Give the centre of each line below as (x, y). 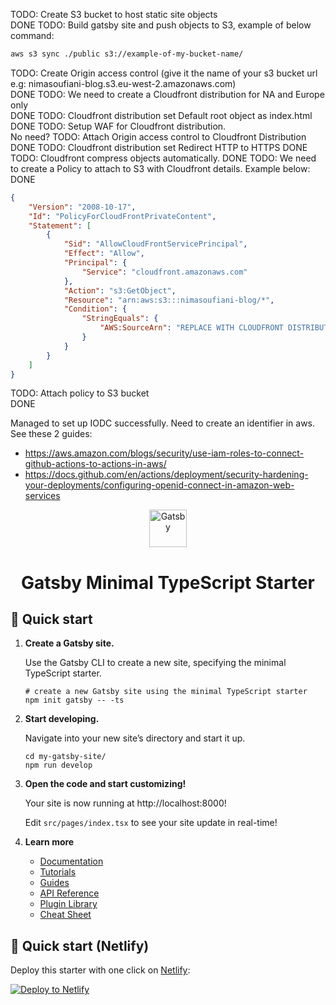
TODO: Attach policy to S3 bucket (80, 393)
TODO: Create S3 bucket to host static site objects (114, 14)
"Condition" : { (95, 309)
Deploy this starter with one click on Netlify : (100, 970)
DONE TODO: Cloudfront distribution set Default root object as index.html (161, 115)
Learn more (49, 842)
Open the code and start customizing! (105, 784)
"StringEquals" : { (120, 319)
